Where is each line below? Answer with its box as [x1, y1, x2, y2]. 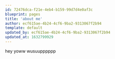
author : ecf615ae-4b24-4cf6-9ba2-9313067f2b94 [5, 21, 102, 26]
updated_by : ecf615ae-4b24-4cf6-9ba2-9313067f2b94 [5, 30, 111, 35]
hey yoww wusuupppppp [5, 48, 56, 54]
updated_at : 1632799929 [5, 35, 54, 40]
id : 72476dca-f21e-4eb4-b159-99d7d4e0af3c [5, 7, 93, 12]
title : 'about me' [5, 16, 43, 21]
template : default [5, 26, 43, 30]
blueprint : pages [5, 12, 41, 17]
